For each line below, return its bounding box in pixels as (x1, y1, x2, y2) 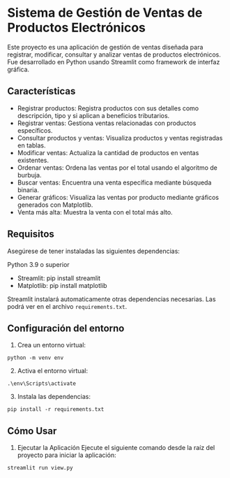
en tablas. (17, 141, 46, 150)
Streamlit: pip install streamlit (17, 274, 101, 282)
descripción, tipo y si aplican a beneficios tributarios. (17, 111, 170, 119)
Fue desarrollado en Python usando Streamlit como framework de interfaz (7, 57, 220, 66)
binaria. (17, 185, 40, 194)
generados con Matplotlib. (17, 201, 93, 209)
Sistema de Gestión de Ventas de (7, 5, 203, 21)
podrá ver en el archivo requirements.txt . (7, 302, 128, 310)
